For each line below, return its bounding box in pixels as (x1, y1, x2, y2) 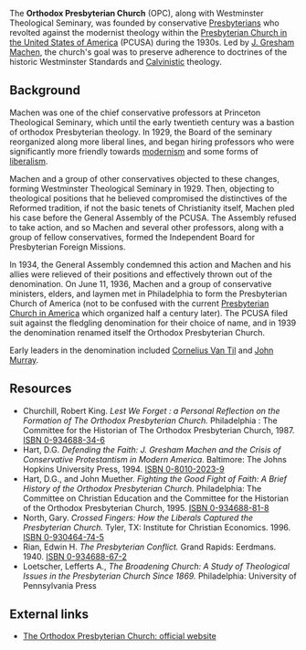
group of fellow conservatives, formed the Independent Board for (9, 231, 256, 242)
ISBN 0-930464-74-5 (22, 531, 105, 542)
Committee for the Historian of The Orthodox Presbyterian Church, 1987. (22, 424, 295, 435)
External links (9, 607, 90, 623)
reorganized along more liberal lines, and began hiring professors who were (9, 136, 295, 147)
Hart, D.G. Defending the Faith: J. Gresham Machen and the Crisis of (22, 443, 281, 455)
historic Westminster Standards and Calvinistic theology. (9, 57, 222, 67)
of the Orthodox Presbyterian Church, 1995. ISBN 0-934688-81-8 (22, 502, 269, 513)
